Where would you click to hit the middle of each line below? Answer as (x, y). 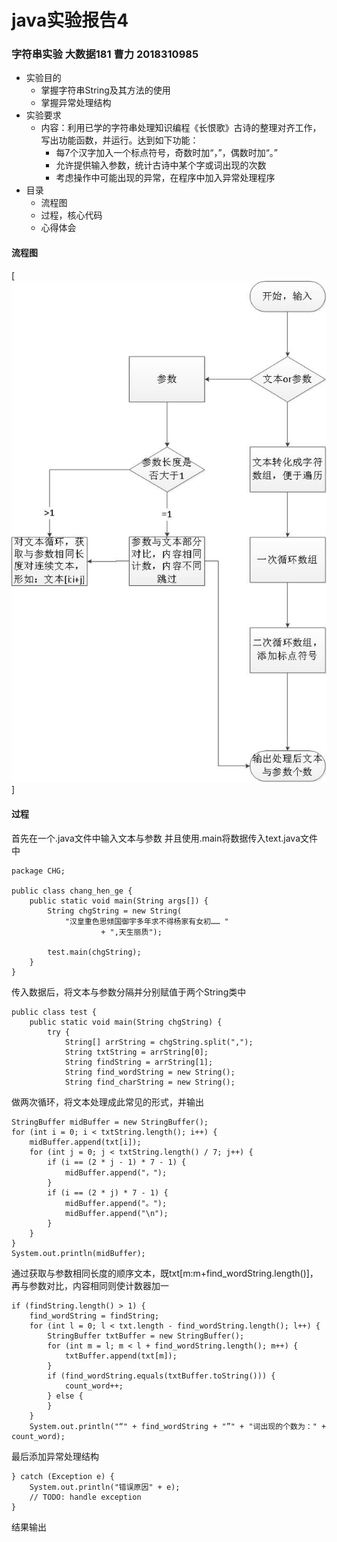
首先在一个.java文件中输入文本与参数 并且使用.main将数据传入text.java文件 (165, 838)
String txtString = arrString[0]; (136, 1052)
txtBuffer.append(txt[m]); (121, 1356)
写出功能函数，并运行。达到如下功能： (119, 140)
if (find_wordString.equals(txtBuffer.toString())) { (161, 1376)
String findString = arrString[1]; (139, 1062)
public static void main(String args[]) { (119, 901)
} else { (65, 1396)
